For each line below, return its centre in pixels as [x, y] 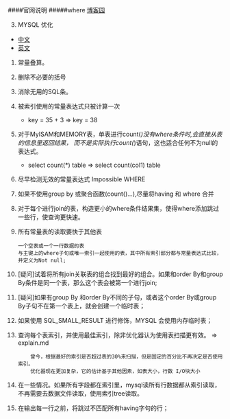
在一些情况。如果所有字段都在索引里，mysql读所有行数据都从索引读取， [119, 385]
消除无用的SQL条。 [45, 92]
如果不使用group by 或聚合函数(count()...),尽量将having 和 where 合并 [116, 194]
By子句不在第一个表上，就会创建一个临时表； [81, 306]
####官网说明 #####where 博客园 [56, 10]
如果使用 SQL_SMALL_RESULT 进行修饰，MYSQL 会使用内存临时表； [115, 320]
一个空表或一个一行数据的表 [51, 246]
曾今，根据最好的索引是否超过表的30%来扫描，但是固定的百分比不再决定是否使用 [127, 356]
